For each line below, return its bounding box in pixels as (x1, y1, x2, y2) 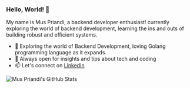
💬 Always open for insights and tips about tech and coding (14, 56, 156, 63)
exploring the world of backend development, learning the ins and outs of (6, 25, 184, 32)
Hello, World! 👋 (6, 5, 50, 14)
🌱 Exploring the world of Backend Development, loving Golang (14, 43, 166, 50)
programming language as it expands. (14, 49, 107, 56)
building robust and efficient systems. (6, 31, 98, 38)
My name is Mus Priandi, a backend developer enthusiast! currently (6, 19, 169, 26)
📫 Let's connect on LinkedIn (14, 62, 85, 69)
